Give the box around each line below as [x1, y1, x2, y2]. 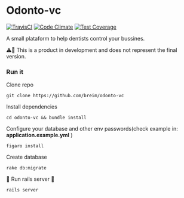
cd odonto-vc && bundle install [6, 115, 87, 121]
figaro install [6, 143, 44, 149]
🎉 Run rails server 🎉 [6, 175, 55, 182]
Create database [6, 153, 48, 161]
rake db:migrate [6, 165, 47, 171]
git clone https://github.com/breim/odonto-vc [6, 93, 124, 99]
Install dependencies [6, 103, 58, 110]
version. [6, 52, 26, 60]
